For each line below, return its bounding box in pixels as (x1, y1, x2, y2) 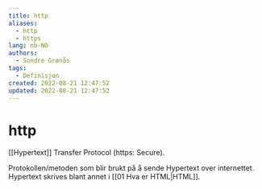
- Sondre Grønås (15, 57, 70, 65)
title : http (8, 11, 48, 20)
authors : (8, 49, 38, 57)
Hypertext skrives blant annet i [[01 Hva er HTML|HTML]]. (8, 172, 201, 182)
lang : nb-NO (8, 42, 48, 50)
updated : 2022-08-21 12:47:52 (8, 86, 110, 95)
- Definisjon (15, 72, 60, 80)
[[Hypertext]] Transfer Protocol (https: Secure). (8, 148, 165, 158)
